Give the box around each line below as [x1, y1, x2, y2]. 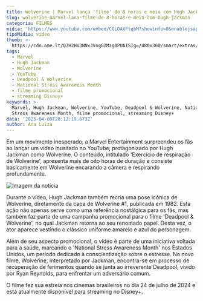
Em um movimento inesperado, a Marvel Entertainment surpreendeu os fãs [6, 138, 193, 145]
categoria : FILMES [6, 20, 53, 26]
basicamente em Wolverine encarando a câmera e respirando [6, 164, 160, 171]
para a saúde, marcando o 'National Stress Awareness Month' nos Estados [6, 244, 192, 251]
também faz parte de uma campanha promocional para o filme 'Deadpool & [6, 213, 194, 220]
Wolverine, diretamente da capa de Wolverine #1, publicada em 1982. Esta [6, 200, 191, 208]
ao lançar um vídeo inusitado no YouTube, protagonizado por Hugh [6, 145, 173, 152]
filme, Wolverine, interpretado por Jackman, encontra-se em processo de [6, 257, 190, 264]
